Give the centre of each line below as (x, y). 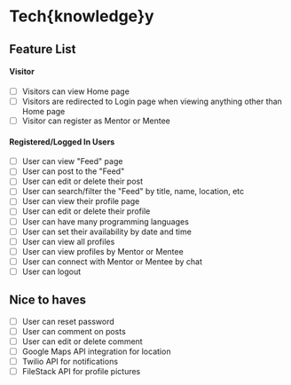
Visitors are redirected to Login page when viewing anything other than (152, 101)
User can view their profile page (81, 201)
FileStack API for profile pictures (81, 372)
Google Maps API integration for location (96, 351)
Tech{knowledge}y (82, 16)
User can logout (51, 271)
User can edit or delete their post (83, 181)
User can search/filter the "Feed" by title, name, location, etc (133, 192)
